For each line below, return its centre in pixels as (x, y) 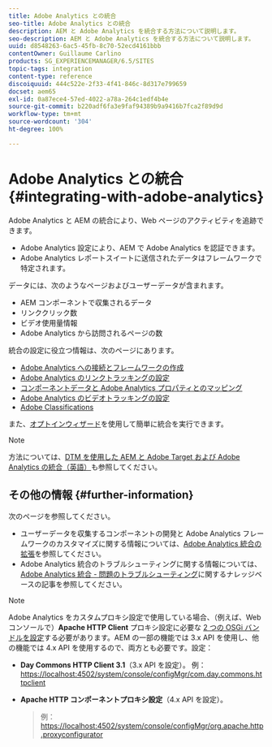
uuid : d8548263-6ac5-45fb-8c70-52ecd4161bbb (85, 46)
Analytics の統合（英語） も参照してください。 (85, 467)
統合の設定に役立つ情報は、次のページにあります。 (93, 350)
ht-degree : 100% (36, 129)
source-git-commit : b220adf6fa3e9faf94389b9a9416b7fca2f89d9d (116, 106)
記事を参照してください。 (84, 584)
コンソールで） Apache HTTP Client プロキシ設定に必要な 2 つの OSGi (126, 627)
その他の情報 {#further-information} (101, 495)
